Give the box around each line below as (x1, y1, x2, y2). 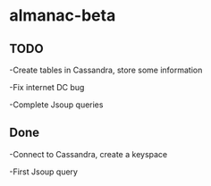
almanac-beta (9, 5, 116, 26)
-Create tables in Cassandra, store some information (9, 64, 203, 75)
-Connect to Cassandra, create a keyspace (9, 148, 168, 159)
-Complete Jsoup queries (9, 99, 104, 110)
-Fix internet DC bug (9, 82, 85, 92)
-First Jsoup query (9, 166, 79, 177)
